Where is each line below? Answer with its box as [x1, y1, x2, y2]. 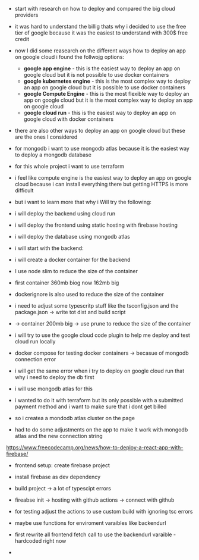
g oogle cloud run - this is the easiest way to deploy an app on [23, 110, 176, 116]
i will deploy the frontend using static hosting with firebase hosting [14, 221, 178, 229]
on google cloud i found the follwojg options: [14, 54, 125, 60]
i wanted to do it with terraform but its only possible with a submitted [14, 397, 183, 403]
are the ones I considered [14, 133, 78, 140]
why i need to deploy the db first [14, 374, 94, 380]
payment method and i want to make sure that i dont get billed [14, 403, 167, 410]
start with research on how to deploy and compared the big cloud [14, 5, 175, 12]
